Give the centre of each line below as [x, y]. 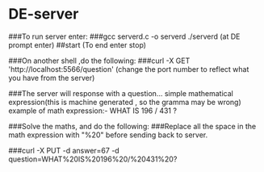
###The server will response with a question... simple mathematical [121, 93]
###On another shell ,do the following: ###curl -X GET [99, 61]
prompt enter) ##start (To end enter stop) [78, 44]
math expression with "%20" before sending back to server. [108, 135]
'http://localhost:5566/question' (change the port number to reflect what [129, 69]
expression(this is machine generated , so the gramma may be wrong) [125, 102]
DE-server [44, 14]
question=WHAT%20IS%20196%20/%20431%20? [93, 159]
